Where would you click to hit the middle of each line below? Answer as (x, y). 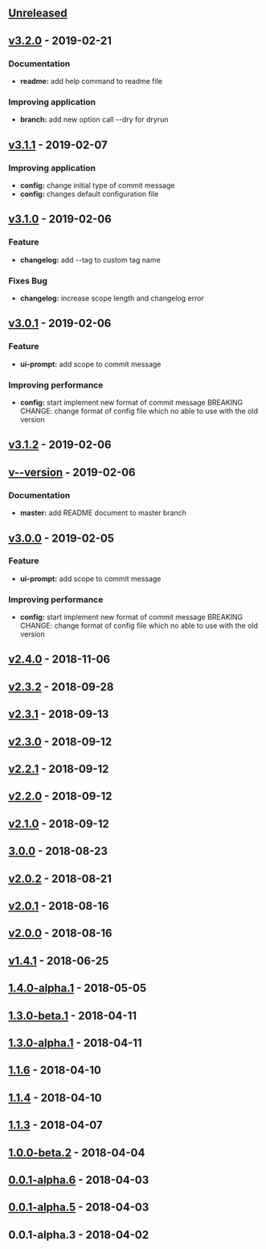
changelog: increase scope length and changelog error (112, 298)
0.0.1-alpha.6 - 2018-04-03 (79, 1180)
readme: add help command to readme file (91, 81)
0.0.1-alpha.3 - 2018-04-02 (79, 1235)
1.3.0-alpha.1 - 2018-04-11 (75, 1043)
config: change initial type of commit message (97, 185)
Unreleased (38, 13)
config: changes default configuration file (89, 194)
